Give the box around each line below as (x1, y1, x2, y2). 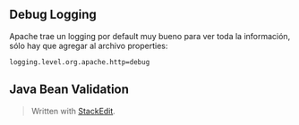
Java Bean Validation (9, 82, 130, 97)
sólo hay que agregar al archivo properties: (9, 40, 168, 51)
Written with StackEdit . (30, 105, 116, 116)
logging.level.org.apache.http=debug (9, 57, 150, 66)
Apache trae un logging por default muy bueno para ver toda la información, (9, 30, 291, 41)
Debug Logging (9, 7, 97, 22)
